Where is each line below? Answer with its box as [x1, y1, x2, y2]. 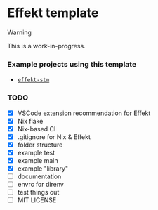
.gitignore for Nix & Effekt [17, 132, 91, 141]
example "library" [17, 164, 69, 173]
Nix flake [17, 117, 44, 125]
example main [17, 156, 58, 164]
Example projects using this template [7, 59, 137, 69]
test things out [17, 188, 60, 197]
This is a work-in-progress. [7, 41, 86, 50]
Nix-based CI [17, 124, 56, 133]
